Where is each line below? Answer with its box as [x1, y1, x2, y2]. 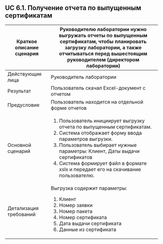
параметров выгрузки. [59, 136, 113, 142]
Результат [7, 87, 32, 94]
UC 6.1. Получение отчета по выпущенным [5, 4, 142, 12]
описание [15, 44, 39, 51]
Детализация [7, 205, 39, 211]
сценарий [7, 148, 31, 155]
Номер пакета [59, 208, 93, 214]
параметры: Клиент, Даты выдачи [59, 148, 140, 155]
